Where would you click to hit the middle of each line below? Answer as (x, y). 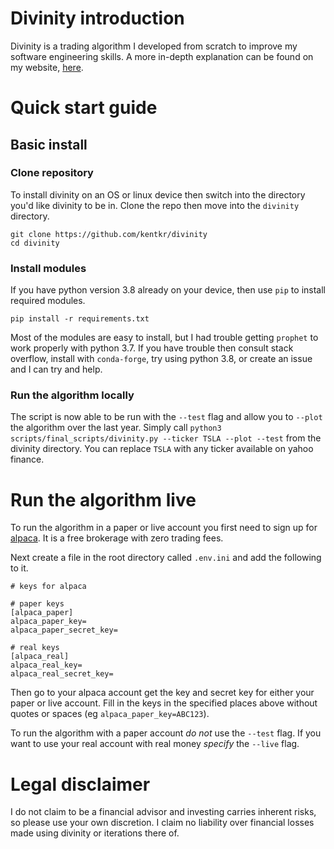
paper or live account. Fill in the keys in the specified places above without (164, 703)
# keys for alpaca (48, 587)
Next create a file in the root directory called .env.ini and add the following (166, 558)
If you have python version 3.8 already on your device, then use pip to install (168, 290)
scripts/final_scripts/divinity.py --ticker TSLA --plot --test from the (166, 438)
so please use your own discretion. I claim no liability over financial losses (162, 823)
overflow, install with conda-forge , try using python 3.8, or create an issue (161, 359)
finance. (27, 459)
